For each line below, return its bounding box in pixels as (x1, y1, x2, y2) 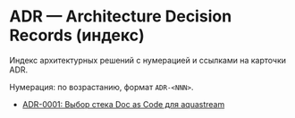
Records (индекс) (9, 25, 145, 46)
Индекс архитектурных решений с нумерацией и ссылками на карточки (9, 55, 287, 65)
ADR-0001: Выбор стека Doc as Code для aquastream (21, 98, 225, 109)
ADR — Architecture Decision (9, 6, 232, 27)
